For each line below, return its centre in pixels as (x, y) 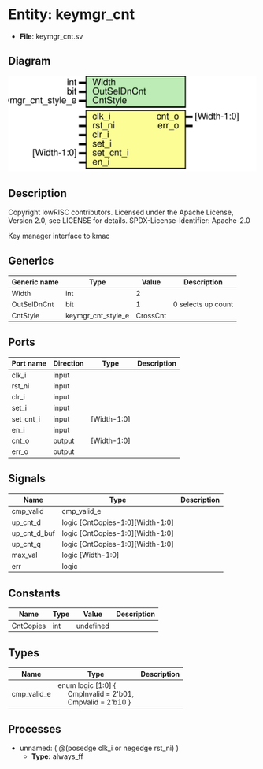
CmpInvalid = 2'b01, (100, 693)
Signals (27, 479)
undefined (93, 626)
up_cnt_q (26, 544)
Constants (34, 593)
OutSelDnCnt (33, 304)
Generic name (35, 282)
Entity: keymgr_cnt (72, 15)
